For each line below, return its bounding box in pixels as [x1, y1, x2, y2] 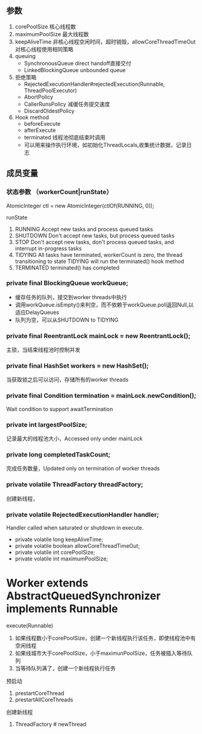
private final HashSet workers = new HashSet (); [6, 362, 149, 370]
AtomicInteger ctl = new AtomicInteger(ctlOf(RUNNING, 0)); [6, 202, 155, 209]
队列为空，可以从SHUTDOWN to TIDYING [14, 316, 119, 323]
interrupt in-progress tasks [14, 244, 82, 252]
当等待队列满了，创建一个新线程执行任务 [14, 664, 116, 672]
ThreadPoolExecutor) [24, 86, 77, 94]
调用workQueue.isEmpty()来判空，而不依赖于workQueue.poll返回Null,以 [14, 301, 194, 308]
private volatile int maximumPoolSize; [14, 555, 109, 562]
